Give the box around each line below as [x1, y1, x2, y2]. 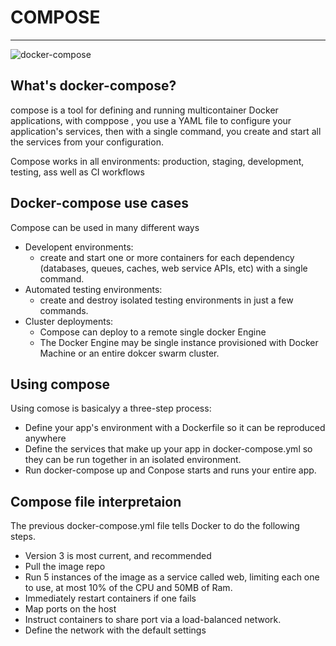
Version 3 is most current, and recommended [24, 550, 212, 562]
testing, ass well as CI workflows [10, 166, 145, 178]
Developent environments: [24, 241, 134, 253]
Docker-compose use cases [10, 195, 190, 212]
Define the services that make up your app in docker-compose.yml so [24, 443, 313, 455]
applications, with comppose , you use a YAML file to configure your [10, 114, 292, 126]
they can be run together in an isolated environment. [24, 454, 242, 466]
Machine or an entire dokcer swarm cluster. [39, 347, 220, 359]
